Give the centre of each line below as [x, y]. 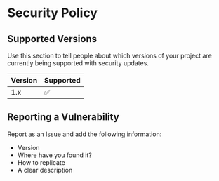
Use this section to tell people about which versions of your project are [109, 55]
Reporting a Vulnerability [63, 117]
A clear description [45, 170]
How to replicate [41, 162]
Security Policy [53, 13]
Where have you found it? [55, 155]
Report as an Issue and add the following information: [85, 134]
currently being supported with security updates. [78, 63]
